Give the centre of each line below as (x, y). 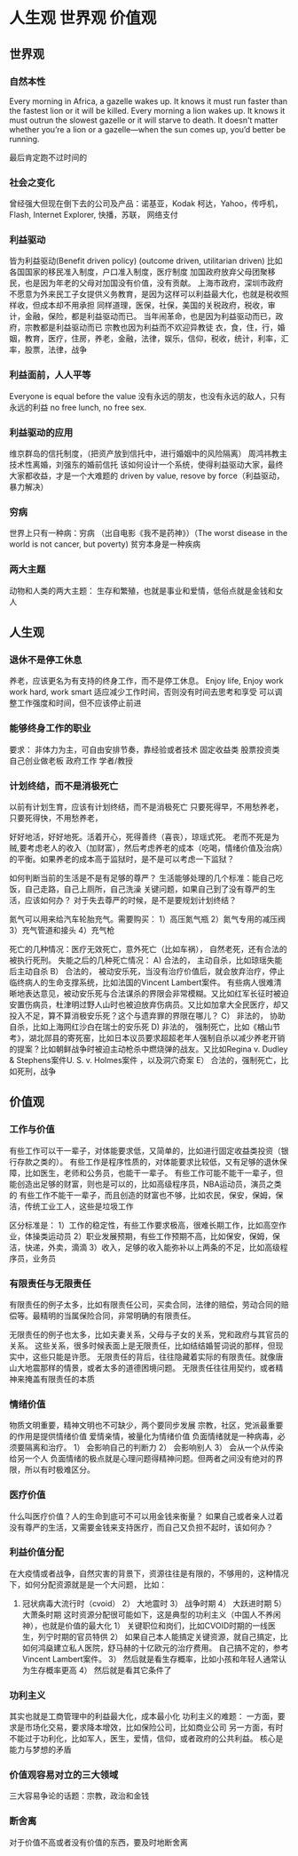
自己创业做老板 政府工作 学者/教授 (71, 760)
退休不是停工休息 (46, 660)
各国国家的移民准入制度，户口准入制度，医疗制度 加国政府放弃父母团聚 (138, 272)
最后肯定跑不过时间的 (48, 157)
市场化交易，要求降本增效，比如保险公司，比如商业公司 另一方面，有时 (154, 1728)
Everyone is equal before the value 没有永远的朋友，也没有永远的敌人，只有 (148, 396)
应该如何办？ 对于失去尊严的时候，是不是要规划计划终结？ (130, 900)
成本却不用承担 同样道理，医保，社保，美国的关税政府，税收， (153, 305)
